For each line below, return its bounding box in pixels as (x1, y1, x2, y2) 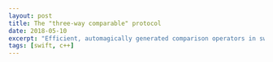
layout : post (8, 11, 53, 20)
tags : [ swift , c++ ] (8, 42, 75, 50)
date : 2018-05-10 (8, 27, 67, 35)
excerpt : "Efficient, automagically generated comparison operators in (8, 34, 256, 43)
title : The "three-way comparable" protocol (8, 19, 162, 27)
